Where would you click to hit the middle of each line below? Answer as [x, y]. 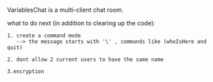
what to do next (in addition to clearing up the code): [81, 23]
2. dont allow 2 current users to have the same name [86, 59]
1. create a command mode [44, 36]
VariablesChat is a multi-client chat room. [65, 10]
